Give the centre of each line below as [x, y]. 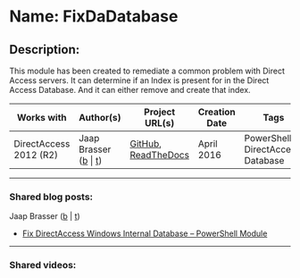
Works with [42, 118]
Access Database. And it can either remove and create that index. [130, 90]
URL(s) [159, 123]
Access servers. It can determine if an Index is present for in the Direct [139, 80]
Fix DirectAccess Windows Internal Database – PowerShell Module [145, 233]
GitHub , [146, 143]
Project [160, 112]
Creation [217, 112]
